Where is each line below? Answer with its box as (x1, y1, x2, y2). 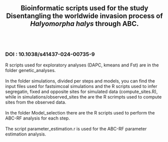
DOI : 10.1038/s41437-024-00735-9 (5, 50, 95, 57)
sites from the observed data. (5, 99, 66, 105)
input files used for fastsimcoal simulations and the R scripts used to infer (5, 83, 157, 89)
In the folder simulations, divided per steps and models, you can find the (5, 78, 155, 84)
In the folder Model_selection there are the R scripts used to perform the (5, 110, 155, 116)
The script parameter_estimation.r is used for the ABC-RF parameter (5, 126, 147, 132)
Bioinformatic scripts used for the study (21, 4, 148, 12)
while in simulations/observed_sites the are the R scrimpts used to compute (5, 94, 162, 100)
